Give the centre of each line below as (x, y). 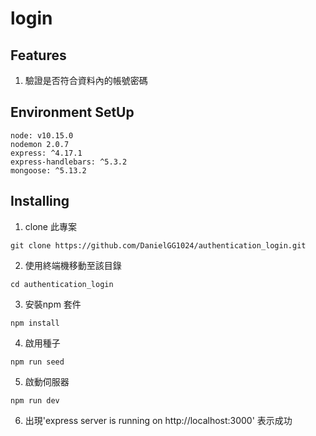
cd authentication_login (62, 284)
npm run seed (37, 362)
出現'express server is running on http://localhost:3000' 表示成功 (158, 420)
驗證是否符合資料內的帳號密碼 (86, 80)
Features (38, 55)
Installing (40, 201)
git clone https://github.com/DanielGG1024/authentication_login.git (158, 245)
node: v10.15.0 (42, 135)
